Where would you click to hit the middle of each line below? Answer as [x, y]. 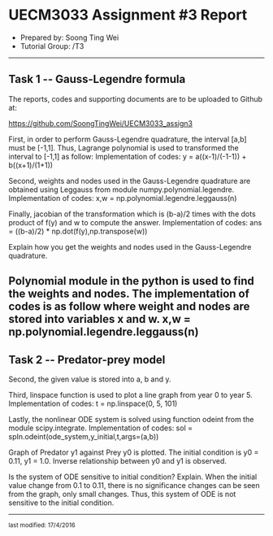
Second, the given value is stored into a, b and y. [90, 379]
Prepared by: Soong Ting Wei [69, 37]
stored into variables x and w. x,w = [100, 319]
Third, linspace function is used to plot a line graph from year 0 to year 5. [131, 394]
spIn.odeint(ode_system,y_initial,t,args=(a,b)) [84, 436]
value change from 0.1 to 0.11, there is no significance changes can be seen [134, 485]
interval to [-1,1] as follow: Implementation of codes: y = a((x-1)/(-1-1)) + [128, 156]
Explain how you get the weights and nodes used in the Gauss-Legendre [130, 246]
